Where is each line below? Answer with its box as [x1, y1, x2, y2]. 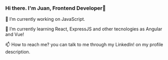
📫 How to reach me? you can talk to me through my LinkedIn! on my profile [5, 42, 163, 48]
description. [5, 49, 30, 55]
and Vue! [5, 32, 24, 38]
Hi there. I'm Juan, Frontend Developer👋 [5, 5, 106, 12]
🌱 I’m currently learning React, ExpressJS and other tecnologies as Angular [5, 26, 162, 32]
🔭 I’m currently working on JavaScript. [5, 16, 85, 22]
